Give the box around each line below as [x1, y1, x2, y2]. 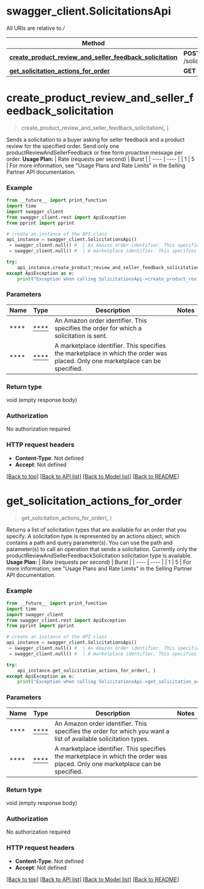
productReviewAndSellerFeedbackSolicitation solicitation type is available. [6, 552, 192, 559]
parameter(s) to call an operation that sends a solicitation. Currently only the [6, 545, 197, 552]
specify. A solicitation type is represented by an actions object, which [6, 532, 180, 539]
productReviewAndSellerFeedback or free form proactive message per [6, 149, 183, 156]
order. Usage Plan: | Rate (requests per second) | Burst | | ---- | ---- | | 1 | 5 [6, 155, 195, 163]
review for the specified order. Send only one [6, 142, 120, 150]
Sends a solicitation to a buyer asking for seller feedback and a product [6, 136, 185, 143]
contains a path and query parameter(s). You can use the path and [6, 539, 173, 546]
